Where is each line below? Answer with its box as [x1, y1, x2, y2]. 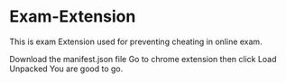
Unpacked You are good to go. [9, 63, 124, 74]
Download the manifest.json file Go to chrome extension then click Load [9, 53, 277, 64]
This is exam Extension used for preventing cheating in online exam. [9, 36, 263, 47]
